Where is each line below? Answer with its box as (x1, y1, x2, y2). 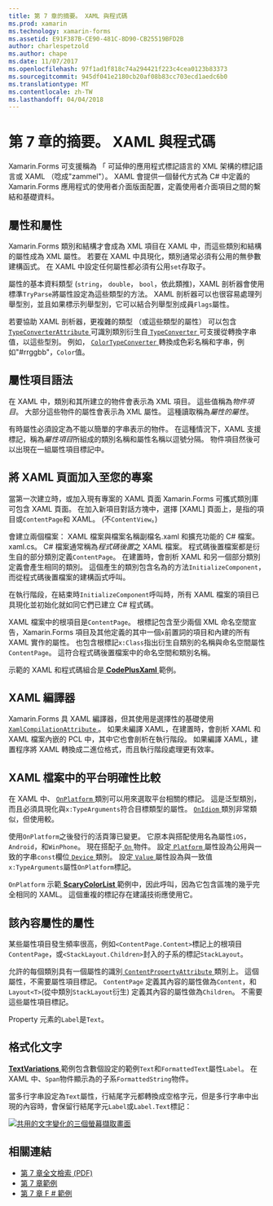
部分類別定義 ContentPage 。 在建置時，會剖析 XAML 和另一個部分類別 (29, 552, 261, 561)
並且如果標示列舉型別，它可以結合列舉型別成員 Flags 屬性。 (36, 299, 234, 309)
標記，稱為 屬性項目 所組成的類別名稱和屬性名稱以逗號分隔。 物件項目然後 (8, 434, 253, 444)
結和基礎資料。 (8, 192, 59, 202)
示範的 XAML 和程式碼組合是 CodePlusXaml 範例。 (8, 665, 181, 675)
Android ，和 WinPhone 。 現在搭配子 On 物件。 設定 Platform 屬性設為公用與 (8, 842, 255, 852)
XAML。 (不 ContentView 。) (72, 514, 158, 524)
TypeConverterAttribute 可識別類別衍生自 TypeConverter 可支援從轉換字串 (8, 327, 257, 337)
